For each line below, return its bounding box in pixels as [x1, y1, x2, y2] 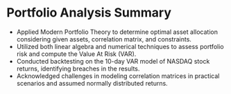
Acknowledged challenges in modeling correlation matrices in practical [16, 71, 220, 80]
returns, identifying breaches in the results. [16, 64, 140, 73]
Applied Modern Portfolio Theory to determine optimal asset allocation [16, 28, 218, 36]
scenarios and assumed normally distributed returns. [16, 79, 168, 87]
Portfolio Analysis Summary [6, 5, 171, 21]
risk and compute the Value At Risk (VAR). [16, 50, 137, 58]
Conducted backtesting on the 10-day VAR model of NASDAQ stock [16, 57, 210, 65]
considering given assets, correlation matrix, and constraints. [16, 35, 192, 43]
